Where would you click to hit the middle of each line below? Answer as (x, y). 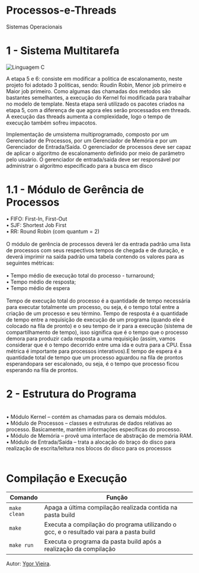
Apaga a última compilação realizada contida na (111, 507)
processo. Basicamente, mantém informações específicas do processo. (94, 429)
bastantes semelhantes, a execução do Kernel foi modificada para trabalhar (99, 97)
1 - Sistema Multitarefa (63, 51)
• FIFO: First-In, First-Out (37, 219)
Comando (24, 497)
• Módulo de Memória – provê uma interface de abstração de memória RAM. (99, 435)
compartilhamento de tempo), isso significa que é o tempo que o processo (97, 332)
